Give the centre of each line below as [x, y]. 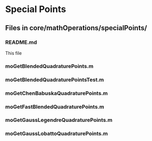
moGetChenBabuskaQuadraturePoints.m [57, 93]
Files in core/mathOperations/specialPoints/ [76, 28]
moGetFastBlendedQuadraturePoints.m [55, 107]
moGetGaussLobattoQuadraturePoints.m [57, 133]
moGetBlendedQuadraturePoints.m [49, 66]
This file [14, 53]
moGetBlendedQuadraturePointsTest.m [55, 80]
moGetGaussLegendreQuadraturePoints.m [59, 120]
